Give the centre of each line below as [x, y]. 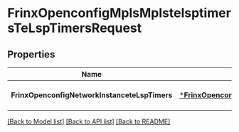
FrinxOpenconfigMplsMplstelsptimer [119, 13]
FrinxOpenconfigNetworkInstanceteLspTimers [92, 95]
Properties [31, 54]
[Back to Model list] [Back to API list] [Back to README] [89, 121]
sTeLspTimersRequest [75, 28]
